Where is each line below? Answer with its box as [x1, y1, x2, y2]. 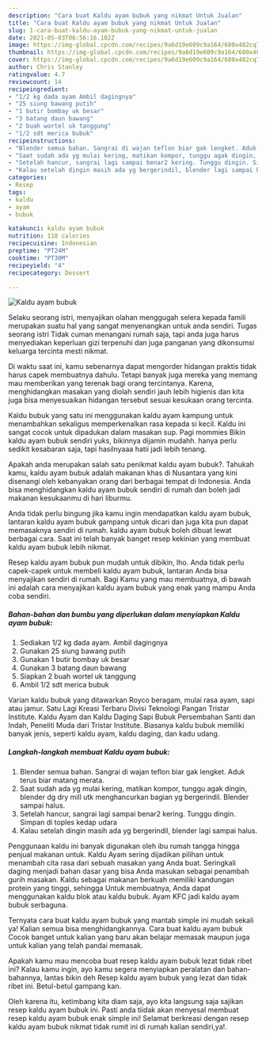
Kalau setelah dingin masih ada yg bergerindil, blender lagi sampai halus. [19, 826, 258, 835]
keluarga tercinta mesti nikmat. [8, 346, 109, 356]
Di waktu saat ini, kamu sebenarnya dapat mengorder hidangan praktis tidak [8, 362, 257, 371]
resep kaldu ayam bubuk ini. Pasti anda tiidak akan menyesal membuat [8, 1005, 239, 1014]
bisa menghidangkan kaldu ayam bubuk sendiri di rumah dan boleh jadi [8, 485, 241, 495]
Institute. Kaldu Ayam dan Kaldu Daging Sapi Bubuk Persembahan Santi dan [8, 712, 256, 721]
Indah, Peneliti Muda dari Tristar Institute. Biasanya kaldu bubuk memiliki [8, 721, 245, 730]
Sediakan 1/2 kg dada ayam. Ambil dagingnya [19, 638, 169, 648]
